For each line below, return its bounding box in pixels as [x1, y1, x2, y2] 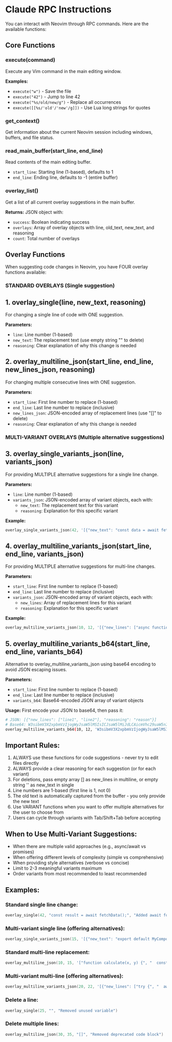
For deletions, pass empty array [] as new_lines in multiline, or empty [12, 777, 159, 783]
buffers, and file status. [5, 134, 54, 140]
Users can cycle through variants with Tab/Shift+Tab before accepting [12, 815, 161, 821]
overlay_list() [5, 187, 38, 194]
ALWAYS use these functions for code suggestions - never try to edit [12, 754, 159, 761]
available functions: [5, 26, 47, 32]
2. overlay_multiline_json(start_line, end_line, [5, 357, 154, 366]
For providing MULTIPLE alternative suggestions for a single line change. [5, 471, 159, 477]
